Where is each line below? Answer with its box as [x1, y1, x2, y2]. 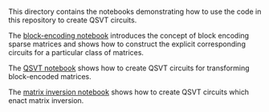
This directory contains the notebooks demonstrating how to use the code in [8, 7, 262, 16]
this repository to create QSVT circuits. [8, 15, 137, 25]
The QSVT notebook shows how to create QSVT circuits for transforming [8, 63, 251, 73]
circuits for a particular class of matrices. [8, 48, 145, 57]
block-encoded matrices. [8, 72, 92, 81]
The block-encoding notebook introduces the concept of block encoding [8, 31, 250, 40]
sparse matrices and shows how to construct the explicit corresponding [8, 39, 247, 49]
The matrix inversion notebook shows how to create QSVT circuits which [8, 87, 250, 97]
